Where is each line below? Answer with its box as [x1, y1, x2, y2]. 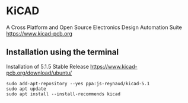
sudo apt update [6, 86, 46, 92]
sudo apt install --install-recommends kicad [6, 91, 120, 97]
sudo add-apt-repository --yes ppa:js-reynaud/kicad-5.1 [6, 81, 150, 86]
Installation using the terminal [6, 47, 119, 57]
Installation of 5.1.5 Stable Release [6, 63, 89, 70]
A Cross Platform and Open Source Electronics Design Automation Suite [6, 24, 182, 31]
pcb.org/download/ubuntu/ [6, 69, 72, 76]
